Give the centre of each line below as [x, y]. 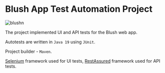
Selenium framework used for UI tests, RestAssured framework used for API [83, 61]
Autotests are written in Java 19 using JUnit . [50, 42]
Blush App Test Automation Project [79, 9]
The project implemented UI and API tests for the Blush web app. [71, 32]
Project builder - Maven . [28, 51]
